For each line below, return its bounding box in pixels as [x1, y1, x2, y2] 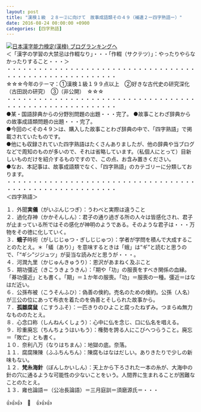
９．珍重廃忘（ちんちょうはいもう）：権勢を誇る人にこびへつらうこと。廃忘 [6, 326, 193, 334]
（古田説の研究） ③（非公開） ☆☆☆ [6, 88, 104, 95]
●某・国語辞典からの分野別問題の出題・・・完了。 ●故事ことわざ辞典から [6, 111, 191, 118]
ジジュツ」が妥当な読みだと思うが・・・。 [34, 251, 139, 259]
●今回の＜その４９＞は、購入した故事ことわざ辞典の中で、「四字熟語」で [6, 126, 187, 133]
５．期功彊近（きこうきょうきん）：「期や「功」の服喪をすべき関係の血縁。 [6, 266, 190, 274]
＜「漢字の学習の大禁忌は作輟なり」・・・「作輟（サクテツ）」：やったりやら [6, 51, 190, 58]
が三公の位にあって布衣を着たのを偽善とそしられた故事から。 [6, 296, 158, 304]
